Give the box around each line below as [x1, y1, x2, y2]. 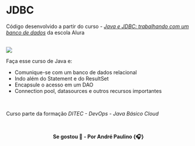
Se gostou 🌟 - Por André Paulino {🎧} [52, 133, 145, 140]
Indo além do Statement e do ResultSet [14, 75, 110, 82]
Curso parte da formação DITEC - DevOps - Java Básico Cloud [6, 110, 159, 117]
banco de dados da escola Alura [6, 29, 85, 36]
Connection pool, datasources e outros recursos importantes [14, 87, 162, 94]
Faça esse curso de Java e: [6, 57, 73, 64]
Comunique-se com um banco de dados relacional [14, 68, 137, 76]
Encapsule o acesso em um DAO [14, 81, 94, 88]
